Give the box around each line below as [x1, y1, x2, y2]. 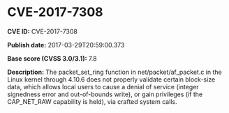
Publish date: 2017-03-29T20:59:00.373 [7, 40, 125, 49]
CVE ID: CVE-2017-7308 [7, 27, 78, 36]
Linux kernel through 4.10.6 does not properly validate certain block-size [7, 75, 216, 84]
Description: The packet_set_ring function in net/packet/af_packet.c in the [7, 68, 222, 76]
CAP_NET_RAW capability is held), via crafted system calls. [7, 97, 177, 105]
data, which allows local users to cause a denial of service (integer [7, 82, 199, 91]
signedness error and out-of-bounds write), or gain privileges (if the [7, 90, 203, 98]
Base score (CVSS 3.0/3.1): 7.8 [7, 54, 97, 63]
